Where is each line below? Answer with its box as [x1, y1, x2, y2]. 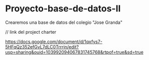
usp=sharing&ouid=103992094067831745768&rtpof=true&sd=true [5, 49, 144, 55]
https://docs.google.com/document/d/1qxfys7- [5, 38, 103, 45]
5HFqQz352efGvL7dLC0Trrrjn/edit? [5, 44, 79, 50]
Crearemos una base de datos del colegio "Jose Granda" [5, 19, 123, 25]
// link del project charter [5, 29, 57, 35]
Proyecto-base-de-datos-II [5, 3, 121, 14]
